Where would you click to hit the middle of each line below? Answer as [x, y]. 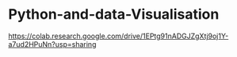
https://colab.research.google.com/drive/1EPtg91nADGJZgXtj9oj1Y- [118, 36]
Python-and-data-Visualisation [114, 14]
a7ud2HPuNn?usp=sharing [52, 44]
